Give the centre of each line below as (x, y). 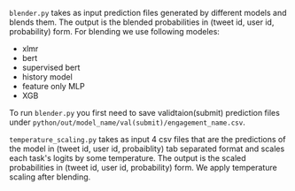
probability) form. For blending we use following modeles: (114, 31)
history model (47, 77)
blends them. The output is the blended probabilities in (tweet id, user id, (142, 22)
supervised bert (51, 67)
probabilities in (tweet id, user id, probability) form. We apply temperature (143, 168)
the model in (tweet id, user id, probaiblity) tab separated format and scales (147, 149)
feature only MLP (54, 86)
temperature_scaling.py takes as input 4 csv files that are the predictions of (147, 139)
